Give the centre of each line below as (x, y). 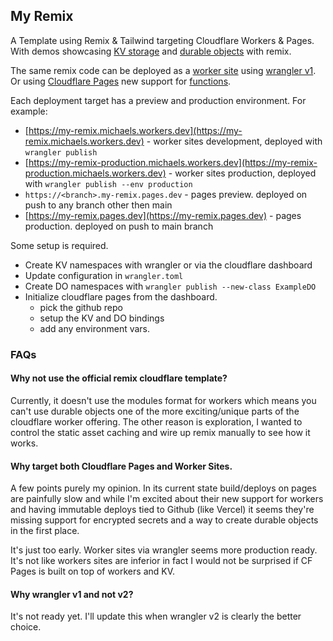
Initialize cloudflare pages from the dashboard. (121, 296)
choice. (26, 627)
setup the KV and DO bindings (102, 318)
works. (24, 443)
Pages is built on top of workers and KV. (93, 571)
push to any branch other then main (98, 205)
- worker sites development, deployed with (234, 141)
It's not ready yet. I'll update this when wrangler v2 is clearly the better (156, 616)
